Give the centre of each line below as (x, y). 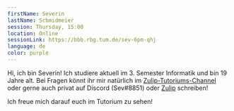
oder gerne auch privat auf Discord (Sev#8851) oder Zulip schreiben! (108, 88)
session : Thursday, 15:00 (45, 27)
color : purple (28, 53)
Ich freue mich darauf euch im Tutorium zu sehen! (80, 101)
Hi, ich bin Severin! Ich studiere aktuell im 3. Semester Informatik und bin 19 (117, 73)
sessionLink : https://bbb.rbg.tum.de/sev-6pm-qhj (82, 40)
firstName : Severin (36, 14)
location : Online (33, 33)
